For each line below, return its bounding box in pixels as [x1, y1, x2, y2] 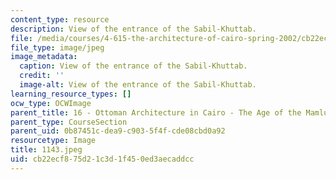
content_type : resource [10, 14, 110, 25]
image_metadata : [10, 52, 78, 62]
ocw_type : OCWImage [10, 98, 92, 108]
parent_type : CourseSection [10, 117, 128, 127]
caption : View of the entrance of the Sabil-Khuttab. [19, 61, 248, 71]
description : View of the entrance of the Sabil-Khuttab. [10, 24, 257, 34]
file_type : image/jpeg [10, 42, 105, 53]
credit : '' [19, 71, 65, 81]
